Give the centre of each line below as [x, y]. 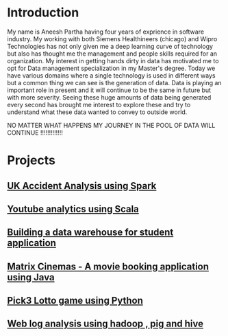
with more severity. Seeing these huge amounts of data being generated [109, 97]
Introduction [43, 13]
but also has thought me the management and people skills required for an [112, 54]
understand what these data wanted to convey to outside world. [97, 112]
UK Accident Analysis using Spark [82, 186]
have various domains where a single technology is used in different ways [111, 75]
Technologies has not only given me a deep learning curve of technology [110, 46]
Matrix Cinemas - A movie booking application [108, 266]
